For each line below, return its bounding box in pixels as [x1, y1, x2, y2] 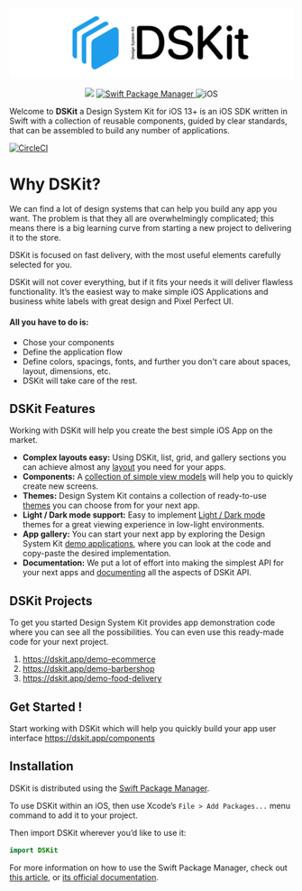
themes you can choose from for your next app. [22, 500, 200, 511]
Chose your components [22, 336, 114, 347]
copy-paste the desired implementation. [22, 548, 171, 559]
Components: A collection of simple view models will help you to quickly [22, 472, 294, 482]
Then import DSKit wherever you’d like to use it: [9, 827, 187, 838]
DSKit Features [9, 401, 96, 417]
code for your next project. [9, 637, 109, 648]
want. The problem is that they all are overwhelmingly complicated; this [9, 213, 275, 224]
